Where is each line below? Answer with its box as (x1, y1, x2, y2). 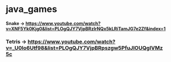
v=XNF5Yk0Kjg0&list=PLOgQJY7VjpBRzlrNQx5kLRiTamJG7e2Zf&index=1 (6, 25, 166, 31)
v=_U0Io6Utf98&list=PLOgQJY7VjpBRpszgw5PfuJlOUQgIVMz (6, 44, 163, 51)
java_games (6, 3, 57, 15)
